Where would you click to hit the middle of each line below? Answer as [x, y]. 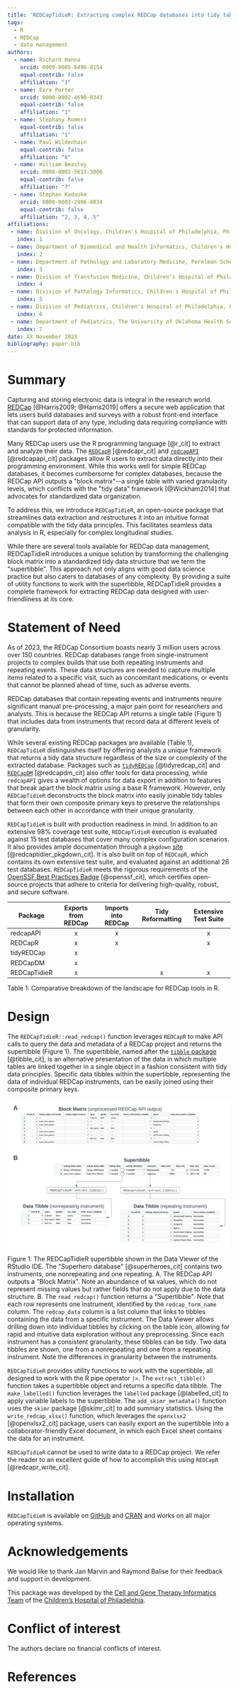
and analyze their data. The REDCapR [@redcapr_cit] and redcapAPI [103, 451]
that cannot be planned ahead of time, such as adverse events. [99, 685]
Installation [41, 1496]
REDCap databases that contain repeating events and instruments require [114, 699]
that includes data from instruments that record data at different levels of [113, 721]
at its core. [58, 599]
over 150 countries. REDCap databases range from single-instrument [108, 655]
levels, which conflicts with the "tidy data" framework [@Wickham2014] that [119, 489]
